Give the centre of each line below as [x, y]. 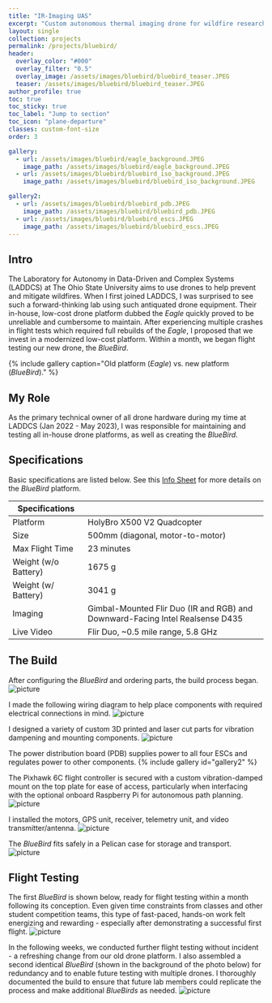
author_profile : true [45, 91]
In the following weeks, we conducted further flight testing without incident [134, 948]
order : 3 [23, 136]
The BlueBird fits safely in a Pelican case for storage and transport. [120, 843]
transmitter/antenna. [42, 828]
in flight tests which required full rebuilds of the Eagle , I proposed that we [131, 331]
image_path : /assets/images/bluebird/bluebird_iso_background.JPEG [139, 182]
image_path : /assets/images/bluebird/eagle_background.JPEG [126, 166]
